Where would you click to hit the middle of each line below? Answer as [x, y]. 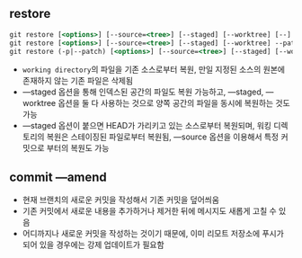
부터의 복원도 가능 [78, 148]
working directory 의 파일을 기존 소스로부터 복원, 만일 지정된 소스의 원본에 [154, 69]
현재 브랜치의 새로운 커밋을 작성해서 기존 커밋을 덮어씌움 [121, 200]
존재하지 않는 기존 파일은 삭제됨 [77, 81]
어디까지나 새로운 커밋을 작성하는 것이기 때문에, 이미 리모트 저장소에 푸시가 [153, 234]
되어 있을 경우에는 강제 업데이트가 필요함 [93, 245]
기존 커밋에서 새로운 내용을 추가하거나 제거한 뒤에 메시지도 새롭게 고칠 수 [149, 211]
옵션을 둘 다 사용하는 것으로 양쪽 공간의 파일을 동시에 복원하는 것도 [174, 103]
